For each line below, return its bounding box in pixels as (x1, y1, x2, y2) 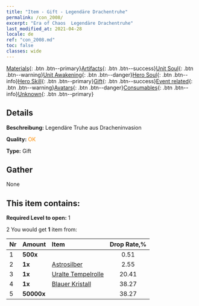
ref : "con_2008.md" (6, 37, 55, 43)
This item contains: (6, 198, 80, 208)
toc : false (6, 43, 34, 49)
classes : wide (6, 48, 42, 54)
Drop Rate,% (109, 240, 147, 249)
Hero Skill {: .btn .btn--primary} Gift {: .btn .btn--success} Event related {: (17, 77, 193, 84)
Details (6, 108, 33, 118)
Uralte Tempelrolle (51, 270, 104, 278)
